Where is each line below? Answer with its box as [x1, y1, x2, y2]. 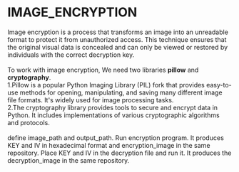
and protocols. [7, 118, 50, 127]
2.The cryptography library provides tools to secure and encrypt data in [7, 103, 218, 112]
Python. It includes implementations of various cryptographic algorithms [7, 111, 220, 119]
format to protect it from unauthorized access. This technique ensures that [7, 35, 227, 43]
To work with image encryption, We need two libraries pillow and [7, 65, 199, 74]
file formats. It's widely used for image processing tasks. [7, 95, 174, 104]
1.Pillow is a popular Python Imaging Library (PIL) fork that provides [7, 80, 205, 89]
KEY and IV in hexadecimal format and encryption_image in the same [7, 141, 210, 149]
